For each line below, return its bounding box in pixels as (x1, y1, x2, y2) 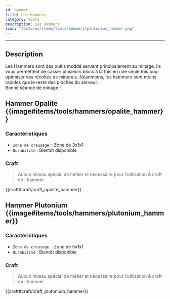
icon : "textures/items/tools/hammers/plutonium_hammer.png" (5, 26, 135, 31)
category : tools (5, 17, 39, 22)
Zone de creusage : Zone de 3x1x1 (12, 142, 84, 148)
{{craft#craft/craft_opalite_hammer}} (5, 186, 82, 192)
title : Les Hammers (5, 12, 47, 17)
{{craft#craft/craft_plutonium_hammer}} (5, 288, 89, 294)
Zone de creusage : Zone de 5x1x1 (12, 243, 83, 249)
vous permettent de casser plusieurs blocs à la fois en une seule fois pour (5, 68, 159, 74)
